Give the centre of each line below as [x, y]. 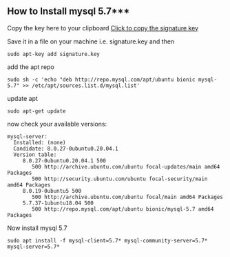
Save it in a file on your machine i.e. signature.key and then [91, 41]
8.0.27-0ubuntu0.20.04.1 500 [64, 161]
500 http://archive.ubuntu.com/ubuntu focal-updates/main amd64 [126, 166]
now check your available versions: [57, 124]
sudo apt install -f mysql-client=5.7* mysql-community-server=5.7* [107, 240]
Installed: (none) [40, 142]
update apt [22, 98]
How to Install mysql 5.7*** [69, 11]
